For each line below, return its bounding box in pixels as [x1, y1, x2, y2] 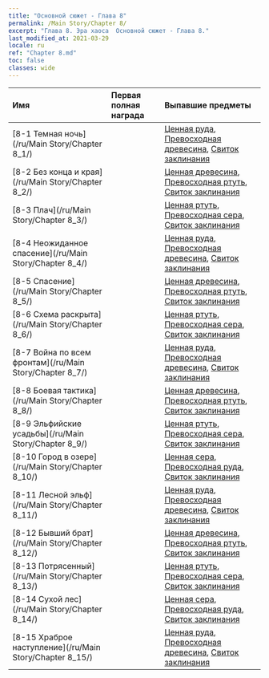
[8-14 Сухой [12, 593, 63, 604]
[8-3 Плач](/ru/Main [12, 204, 91, 215]
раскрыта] [60, 308, 102, 319]
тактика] [63, 384, 98, 396]
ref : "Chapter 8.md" [8, 49, 78, 57]
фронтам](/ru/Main [12, 356, 86, 367]
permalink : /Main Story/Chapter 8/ [8, 19, 127, 27]
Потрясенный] [38, 560, 95, 571]
